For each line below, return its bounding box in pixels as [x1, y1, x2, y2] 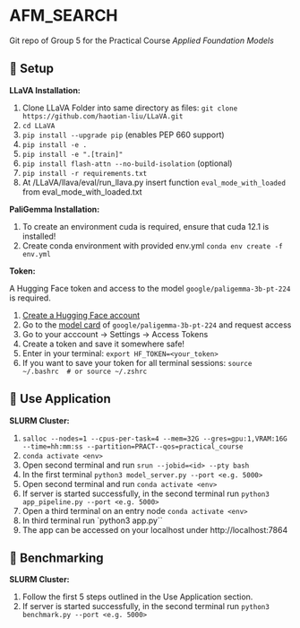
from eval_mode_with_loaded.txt [21, 186, 142, 197]
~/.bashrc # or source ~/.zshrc [21, 367, 148, 376]
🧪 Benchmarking [9, 550, 105, 565]
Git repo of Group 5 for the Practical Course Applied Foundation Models [9, 35, 275, 46]
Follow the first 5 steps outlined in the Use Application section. [21, 591, 253, 602]
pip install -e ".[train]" [21, 150, 124, 159]
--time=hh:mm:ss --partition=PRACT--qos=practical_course [21, 441, 244, 451]
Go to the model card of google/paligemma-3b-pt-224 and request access [21, 319, 292, 330]
